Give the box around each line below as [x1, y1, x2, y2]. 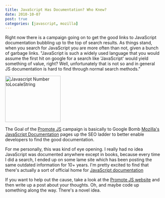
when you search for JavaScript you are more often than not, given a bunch [5, 45, 159, 51]
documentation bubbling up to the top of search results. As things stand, [5, 40, 153, 46]
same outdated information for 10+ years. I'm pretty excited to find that [5, 162, 149, 168]
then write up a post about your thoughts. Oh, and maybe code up [5, 182, 139, 188]
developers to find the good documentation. [5, 137, 95, 143]
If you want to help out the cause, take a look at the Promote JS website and [5, 177, 160, 183]
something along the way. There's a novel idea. [5, 187, 101, 193]
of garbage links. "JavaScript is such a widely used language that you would [5, 50, 160, 56]
